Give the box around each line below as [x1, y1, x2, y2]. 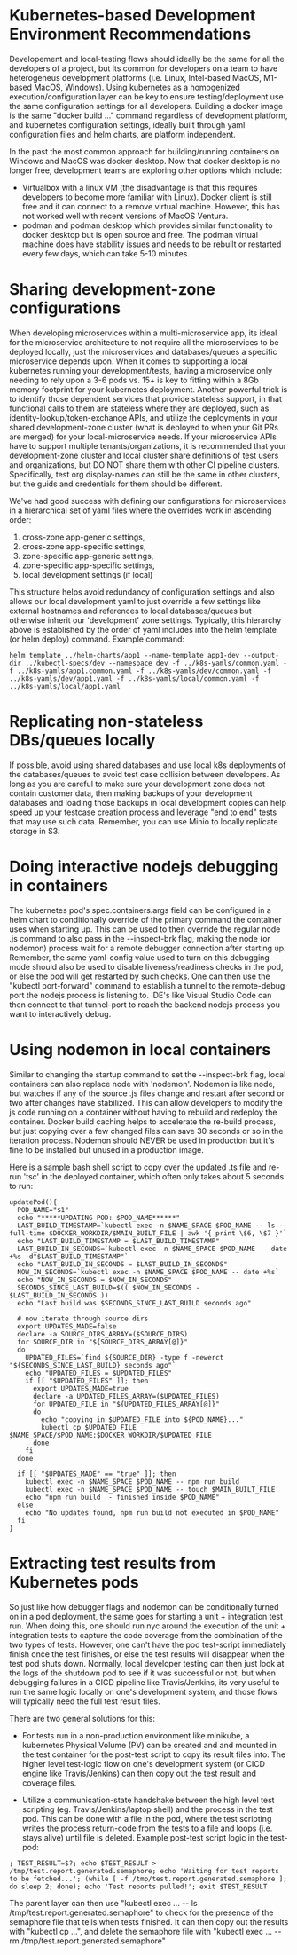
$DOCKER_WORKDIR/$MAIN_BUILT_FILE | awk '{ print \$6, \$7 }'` [48, 1228, 288, 1238]
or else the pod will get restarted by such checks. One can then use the [9, 971, 270, 981]
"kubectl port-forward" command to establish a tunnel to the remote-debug [9, 980, 285, 990]
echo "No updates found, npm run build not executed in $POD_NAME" [25, 1508, 279, 1517]
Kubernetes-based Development [9, 5, 256, 26]
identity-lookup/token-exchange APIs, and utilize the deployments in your [9, 412, 278, 422]
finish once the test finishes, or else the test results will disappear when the [9, 1648, 285, 1659]
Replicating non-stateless [9, 712, 204, 732]
